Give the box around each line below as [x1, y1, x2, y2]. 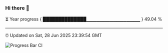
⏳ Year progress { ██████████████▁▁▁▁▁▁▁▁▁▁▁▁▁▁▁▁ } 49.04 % [5, 16, 162, 22]
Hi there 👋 [5, 4, 30, 11]
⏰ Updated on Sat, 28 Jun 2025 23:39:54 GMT [5, 32, 102, 38]
